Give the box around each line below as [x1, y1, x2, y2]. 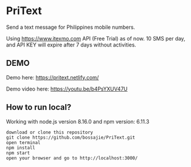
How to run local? [6, 102, 72, 112]
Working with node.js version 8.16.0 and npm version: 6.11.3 [6, 118, 150, 125]
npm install [6, 145, 35, 151]
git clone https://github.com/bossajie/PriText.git [6, 134, 135, 141]
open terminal [6, 139, 41, 145]
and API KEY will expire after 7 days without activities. [6, 41, 136, 48]
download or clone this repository [6, 129, 93, 135]
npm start [6, 150, 31, 156]
